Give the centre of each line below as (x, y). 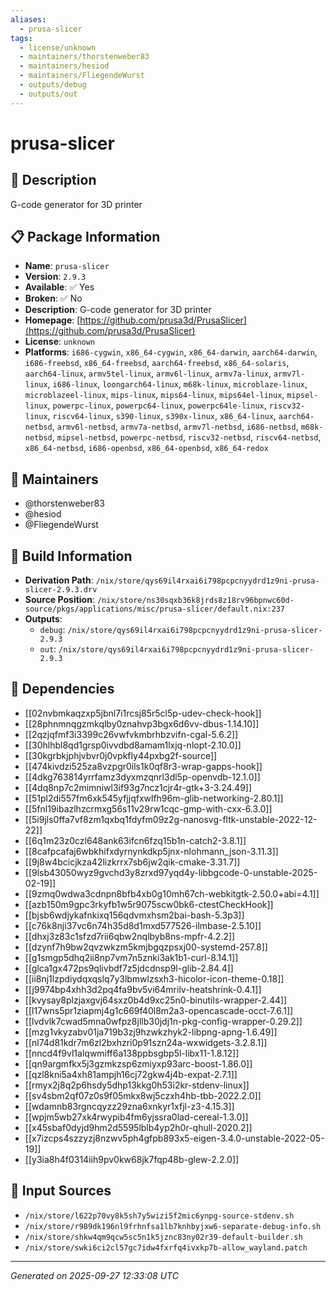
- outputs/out (48, 94)
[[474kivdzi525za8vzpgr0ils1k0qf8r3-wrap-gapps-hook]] (143, 766)
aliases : (28, 19)
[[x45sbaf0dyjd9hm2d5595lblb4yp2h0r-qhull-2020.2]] (138, 1127)
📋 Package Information (85, 237)
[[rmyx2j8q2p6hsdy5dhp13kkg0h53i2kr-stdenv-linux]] (137, 1085)
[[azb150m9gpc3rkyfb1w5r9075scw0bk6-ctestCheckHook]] (149, 904)
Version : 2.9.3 (55, 277)
